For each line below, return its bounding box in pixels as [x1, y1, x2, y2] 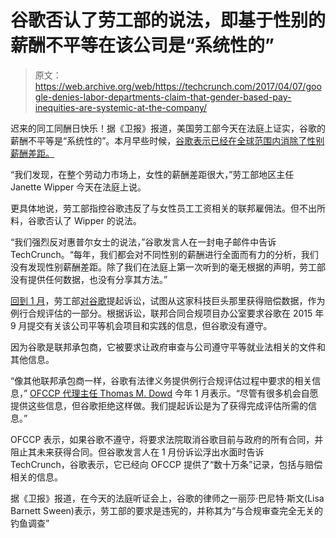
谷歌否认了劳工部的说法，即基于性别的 [10, 9, 327, 32]
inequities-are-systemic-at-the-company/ [34, 101, 208, 113]
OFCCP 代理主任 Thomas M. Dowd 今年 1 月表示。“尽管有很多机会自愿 [29, 387, 319, 399]
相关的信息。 [10, 471, 63, 483]
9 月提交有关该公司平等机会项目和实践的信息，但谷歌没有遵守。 [10, 319, 273, 331]
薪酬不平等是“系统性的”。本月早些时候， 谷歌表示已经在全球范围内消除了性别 [10, 134, 325, 146]
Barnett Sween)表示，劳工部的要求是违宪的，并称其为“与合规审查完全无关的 [10, 504, 324, 516]
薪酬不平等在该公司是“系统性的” [10, 34, 275, 57]
